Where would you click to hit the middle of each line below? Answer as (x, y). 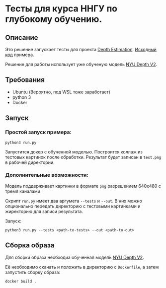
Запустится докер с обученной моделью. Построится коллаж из (74, 151)
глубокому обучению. (54, 19)
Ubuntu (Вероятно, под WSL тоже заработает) (61, 92)
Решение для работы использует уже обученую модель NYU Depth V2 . (81, 64)
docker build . (21, 281)
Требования (25, 80)
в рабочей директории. (30, 162)
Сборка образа (30, 246)
